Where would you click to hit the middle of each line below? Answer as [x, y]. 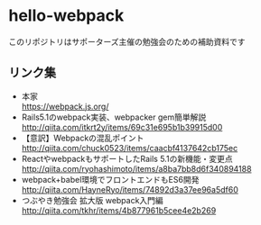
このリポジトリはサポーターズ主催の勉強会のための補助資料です [127, 41]
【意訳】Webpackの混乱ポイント [83, 138]
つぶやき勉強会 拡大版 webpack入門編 [92, 200]
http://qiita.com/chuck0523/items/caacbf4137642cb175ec [130, 148]
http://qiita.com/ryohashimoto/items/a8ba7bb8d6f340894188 [136, 168]
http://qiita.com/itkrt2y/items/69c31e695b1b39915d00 [122, 127]
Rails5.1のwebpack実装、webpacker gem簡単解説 [114, 117]
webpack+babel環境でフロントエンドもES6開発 [110, 179]
